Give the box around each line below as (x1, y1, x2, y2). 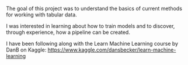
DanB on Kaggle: (6, 46, 47, 53)
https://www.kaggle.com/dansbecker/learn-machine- (47, 46, 176, 53)
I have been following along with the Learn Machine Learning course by (6, 40, 179, 47)
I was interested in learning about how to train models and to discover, (6, 23, 175, 29)
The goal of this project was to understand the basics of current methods (6, 5, 183, 12)
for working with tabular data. (6, 11, 77, 18)
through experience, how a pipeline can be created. (6, 29, 130, 36)
